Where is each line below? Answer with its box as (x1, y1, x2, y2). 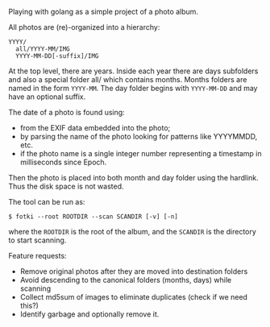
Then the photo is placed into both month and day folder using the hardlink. (8, 173, 260, 182)
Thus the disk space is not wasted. (8, 181, 124, 191)
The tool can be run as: (8, 197, 85, 206)
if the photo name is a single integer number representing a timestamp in (19, 149, 262, 158)
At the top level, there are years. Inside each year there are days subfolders (8, 66, 259, 76)
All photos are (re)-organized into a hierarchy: (8, 23, 160, 31)
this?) (19, 301, 39, 310)
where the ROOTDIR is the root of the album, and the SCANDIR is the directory (8, 227, 256, 236)
